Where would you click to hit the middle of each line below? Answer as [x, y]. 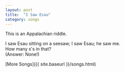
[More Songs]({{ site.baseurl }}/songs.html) [51, 64]
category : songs [22, 19]
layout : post [19, 10]
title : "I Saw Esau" [28, 15]
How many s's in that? [28, 49]
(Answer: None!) [22, 54]
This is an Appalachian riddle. [36, 34]
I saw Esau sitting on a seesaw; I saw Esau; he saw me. [63, 44]
